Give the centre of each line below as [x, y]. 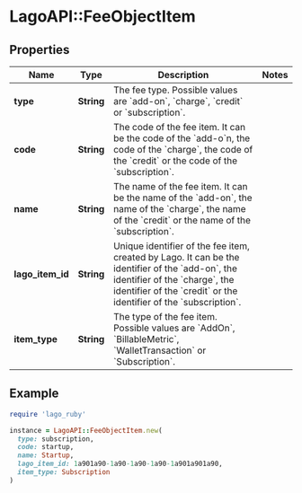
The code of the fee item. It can [179, 127]
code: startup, [46, 447]
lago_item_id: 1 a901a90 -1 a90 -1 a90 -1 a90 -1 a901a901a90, [120, 464]
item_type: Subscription [64, 472]
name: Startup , [46, 455]
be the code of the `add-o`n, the [182, 138]
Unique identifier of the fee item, [182, 246]
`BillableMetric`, [147, 339]
